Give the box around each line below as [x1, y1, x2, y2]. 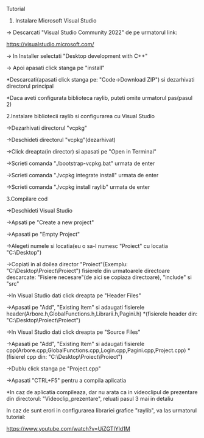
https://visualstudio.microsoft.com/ [6, 41, 94, 48]
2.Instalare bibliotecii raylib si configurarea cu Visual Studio [6, 113, 155, 119]
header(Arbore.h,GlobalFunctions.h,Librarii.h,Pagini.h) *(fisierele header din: [6, 310, 198, 317]
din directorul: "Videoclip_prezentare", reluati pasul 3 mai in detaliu [6, 395, 174, 402]
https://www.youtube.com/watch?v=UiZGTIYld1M [6, 425, 131, 432]
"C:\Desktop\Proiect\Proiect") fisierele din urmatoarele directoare [6, 267, 171, 274]
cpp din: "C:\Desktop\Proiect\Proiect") [26, 353, 123, 360]
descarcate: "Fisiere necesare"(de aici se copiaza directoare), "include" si [6, 274, 192, 281]
